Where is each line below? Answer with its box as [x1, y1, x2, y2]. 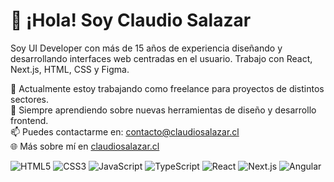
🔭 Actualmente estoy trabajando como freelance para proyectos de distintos [10, 82, 325, 94]
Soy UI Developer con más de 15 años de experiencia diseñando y [10, 42, 283, 54]
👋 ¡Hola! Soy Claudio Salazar [10, 9, 252, 32]
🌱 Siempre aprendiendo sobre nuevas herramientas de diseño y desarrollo [10, 104, 317, 116]
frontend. [10, 114, 49, 126]
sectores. [10, 93, 50, 105]
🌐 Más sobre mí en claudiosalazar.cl [10, 140, 160, 152]
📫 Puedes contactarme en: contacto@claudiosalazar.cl [10, 125, 240, 138]
